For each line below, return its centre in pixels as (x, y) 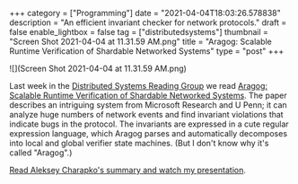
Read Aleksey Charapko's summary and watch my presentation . (128, 170)
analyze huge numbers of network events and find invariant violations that (147, 114)
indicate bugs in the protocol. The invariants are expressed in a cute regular (149, 124)
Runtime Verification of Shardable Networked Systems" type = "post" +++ (147, 51)
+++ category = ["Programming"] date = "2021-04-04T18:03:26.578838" (145, 13)
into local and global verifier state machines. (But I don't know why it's (139, 143)
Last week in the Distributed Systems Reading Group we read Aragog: (138, 86)
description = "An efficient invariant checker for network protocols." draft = (148, 22)
